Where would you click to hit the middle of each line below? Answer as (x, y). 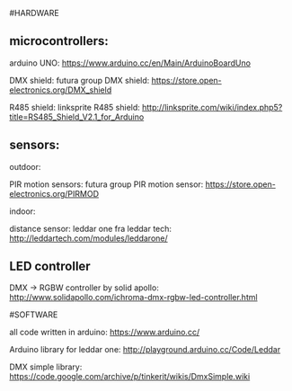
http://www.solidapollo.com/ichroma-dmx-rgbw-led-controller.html (133, 298)
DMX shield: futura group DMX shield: (80, 80)
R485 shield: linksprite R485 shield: (75, 107)
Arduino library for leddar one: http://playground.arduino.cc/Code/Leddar (145, 350)
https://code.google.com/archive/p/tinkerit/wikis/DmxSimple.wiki (130, 377)
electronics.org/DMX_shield (61, 90)
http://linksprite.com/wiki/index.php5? (212, 107)
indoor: (22, 211)
